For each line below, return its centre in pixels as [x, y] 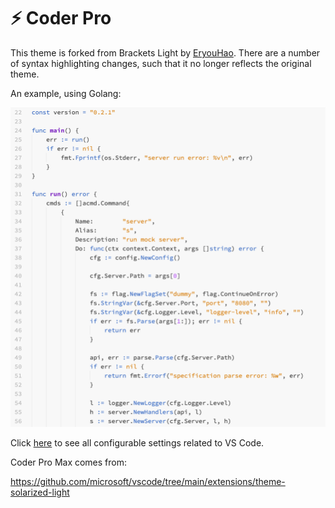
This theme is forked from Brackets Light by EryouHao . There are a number [165, 52]
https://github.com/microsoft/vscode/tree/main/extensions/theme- [148, 481]
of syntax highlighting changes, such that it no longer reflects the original [161, 63]
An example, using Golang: [66, 93]
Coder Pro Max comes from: [69, 462]
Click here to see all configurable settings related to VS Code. [137, 442]
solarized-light [40, 492]
